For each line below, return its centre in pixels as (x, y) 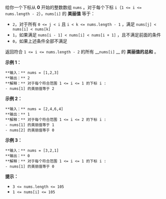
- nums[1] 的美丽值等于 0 (30, 166)
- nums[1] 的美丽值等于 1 (30, 125)
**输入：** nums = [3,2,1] (32, 150)
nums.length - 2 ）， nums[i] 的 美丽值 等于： (50, 13)
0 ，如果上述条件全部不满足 (40, 41)
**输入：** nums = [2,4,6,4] (34, 109)
